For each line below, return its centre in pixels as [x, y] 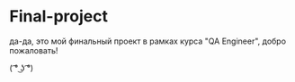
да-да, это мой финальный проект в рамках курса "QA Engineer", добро [147, 41]
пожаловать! [34, 50]
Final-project [58, 16]
